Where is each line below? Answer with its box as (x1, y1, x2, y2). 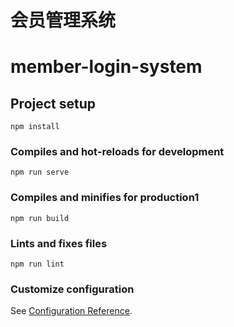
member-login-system (10, 56, 203, 78)
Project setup (10, 95, 97, 112)
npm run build (10, 213, 70, 223)
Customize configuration (10, 282, 135, 296)
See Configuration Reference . (10, 305, 133, 317)
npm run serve (10, 167, 70, 178)
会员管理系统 (10, 9, 117, 32)
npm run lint (10, 259, 65, 270)
